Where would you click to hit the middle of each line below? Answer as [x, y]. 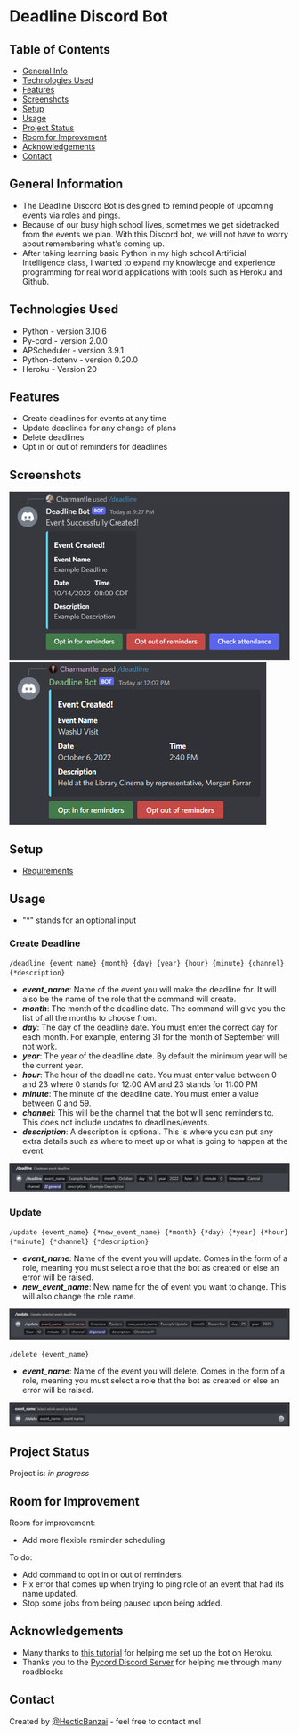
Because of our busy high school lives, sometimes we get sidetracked [150, 224]
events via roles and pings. [71, 215]
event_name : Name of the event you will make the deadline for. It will [149, 990]
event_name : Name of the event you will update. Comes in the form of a [155, 1258]
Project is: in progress [49, 1474]
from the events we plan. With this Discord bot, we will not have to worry [155, 234]
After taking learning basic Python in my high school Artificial [134, 253]
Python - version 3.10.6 [64, 331]
